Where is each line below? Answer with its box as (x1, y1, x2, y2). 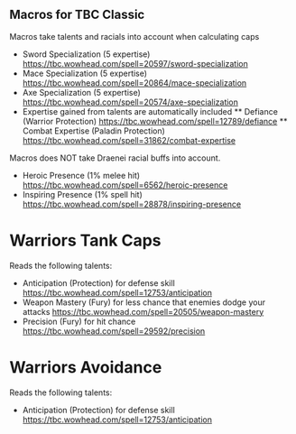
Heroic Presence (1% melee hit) (22, 170, 141, 180)
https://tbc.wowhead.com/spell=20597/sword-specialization (22, 58, 248, 69)
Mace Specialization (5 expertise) (22, 68, 147, 78)
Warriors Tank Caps (9, 230, 162, 251)
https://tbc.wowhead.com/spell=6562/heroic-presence (22, 180, 228, 190)
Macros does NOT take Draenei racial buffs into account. (9, 152, 221, 163)
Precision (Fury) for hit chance (22, 316, 136, 327)
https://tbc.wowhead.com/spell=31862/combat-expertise (22, 134, 236, 145)
